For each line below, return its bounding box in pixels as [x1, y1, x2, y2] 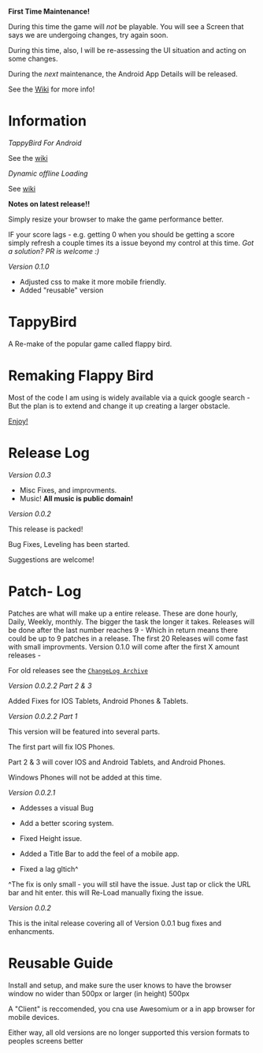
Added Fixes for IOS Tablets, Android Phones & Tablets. [8, 696, 189, 705]
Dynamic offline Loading [8, 169, 88, 178]
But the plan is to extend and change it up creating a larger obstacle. [8, 401, 231, 411]
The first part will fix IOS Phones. [8, 742, 116, 751]
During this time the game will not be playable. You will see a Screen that [8, 22, 244, 31]
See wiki [8, 184, 36, 193]
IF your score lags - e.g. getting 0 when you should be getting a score [8, 229, 235, 239]
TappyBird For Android [8, 138, 82, 147]
